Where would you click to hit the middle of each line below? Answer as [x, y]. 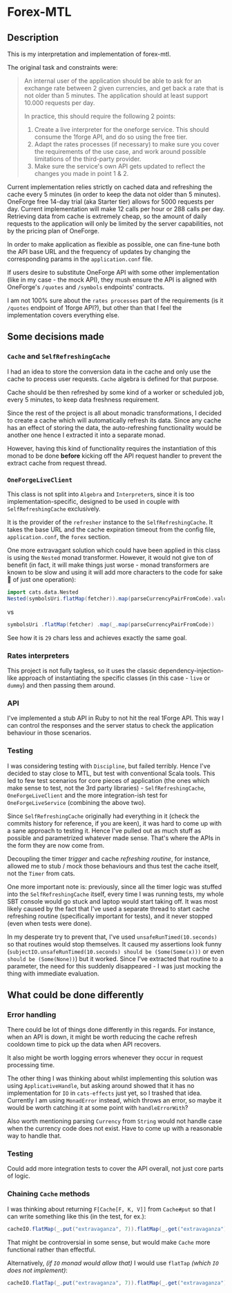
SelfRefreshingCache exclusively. [54, 509]
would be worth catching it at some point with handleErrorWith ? [98, 1108]
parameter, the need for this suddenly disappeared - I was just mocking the [114, 966]
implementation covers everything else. [63, 315]
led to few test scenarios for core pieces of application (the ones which [108, 780]
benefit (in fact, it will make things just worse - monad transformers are [108, 565]
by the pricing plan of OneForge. [54, 231]
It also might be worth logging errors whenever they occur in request [105, 1058]
